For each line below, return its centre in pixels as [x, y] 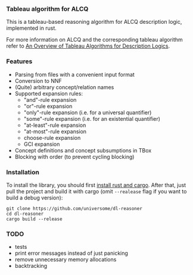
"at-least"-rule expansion [55, 125]
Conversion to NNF [38, 81]
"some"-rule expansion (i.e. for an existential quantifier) [92, 118]
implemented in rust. [31, 28]
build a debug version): [35, 198]
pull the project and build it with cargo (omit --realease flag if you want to [96, 191]
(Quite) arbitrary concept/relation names [64, 87]
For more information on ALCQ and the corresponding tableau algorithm [94, 40]
